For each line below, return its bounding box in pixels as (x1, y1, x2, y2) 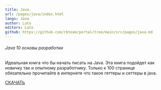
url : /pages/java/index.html (5, 12, 64, 17)
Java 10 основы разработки (5, 45, 64, 51)
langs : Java (5, 16, 29, 21)
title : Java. (5, 7, 32, 12)
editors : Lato (5, 25, 34, 30)
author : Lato (5, 20, 32, 26)
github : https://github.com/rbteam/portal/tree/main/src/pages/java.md (5, 30, 153, 35)
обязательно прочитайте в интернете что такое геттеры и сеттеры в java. (5, 70, 157, 76)
